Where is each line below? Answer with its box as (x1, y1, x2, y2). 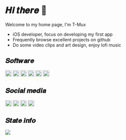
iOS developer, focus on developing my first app (12, 31, 113, 37)
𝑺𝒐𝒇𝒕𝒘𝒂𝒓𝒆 (5, 56, 34, 65)
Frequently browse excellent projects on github (12, 36, 111, 42)
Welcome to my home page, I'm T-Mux (5, 21, 86, 27)
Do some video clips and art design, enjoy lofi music (12, 42, 121, 48)
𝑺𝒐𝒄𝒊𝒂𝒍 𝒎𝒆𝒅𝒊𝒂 (5, 87, 46, 95)
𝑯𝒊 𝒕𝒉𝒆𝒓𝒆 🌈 (5, 5, 47, 16)
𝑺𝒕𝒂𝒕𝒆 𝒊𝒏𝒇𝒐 (5, 116, 36, 125)
